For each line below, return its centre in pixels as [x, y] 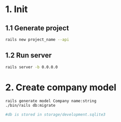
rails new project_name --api [37, 39]
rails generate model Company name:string [51, 101]
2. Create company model [61, 87]
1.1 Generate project [37, 28]
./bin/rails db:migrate [31, 106]
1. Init [17, 9]
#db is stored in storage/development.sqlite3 [55, 115]
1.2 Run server [28, 55]
